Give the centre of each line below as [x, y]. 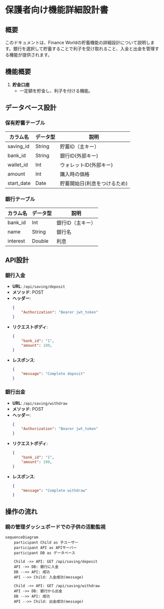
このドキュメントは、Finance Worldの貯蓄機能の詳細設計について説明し [78, 43]
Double [40, 241]
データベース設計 [31, 108]
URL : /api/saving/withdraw [40, 403]
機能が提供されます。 [31, 55]
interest [16, 241]
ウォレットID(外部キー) [86, 165]
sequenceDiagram [22, 537]
